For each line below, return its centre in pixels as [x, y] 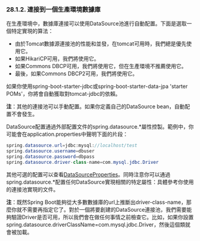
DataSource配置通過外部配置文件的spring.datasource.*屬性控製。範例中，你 [100, 127]
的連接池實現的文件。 [32, 189]
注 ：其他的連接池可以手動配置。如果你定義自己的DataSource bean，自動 [96, 106]
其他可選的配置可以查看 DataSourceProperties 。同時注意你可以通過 [88, 174]
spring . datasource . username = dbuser [50, 151]
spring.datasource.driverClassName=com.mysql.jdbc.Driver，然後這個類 [96, 224]
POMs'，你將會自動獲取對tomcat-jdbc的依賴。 [64, 94]
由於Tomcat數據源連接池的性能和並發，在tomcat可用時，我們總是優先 [101, 44]
